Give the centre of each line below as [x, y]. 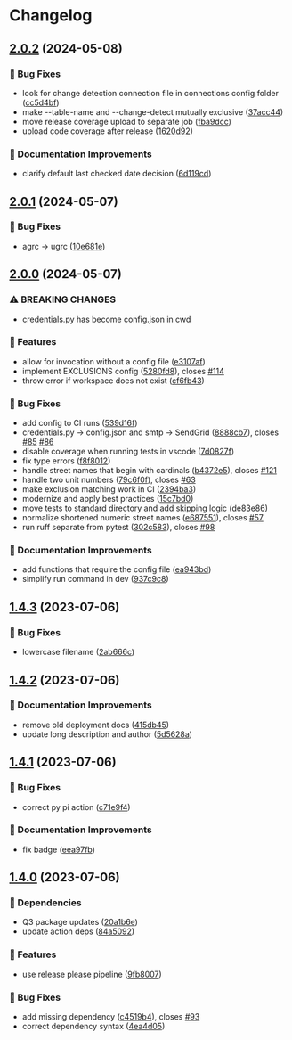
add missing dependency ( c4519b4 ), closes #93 [111, 1017]
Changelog [51, 16]
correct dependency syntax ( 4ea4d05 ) [93, 1027]
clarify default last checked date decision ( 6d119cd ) [117, 174]
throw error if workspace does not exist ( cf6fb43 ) [113, 381]
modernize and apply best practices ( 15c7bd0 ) [108, 499]
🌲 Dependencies [45, 903]
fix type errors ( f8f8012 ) [66, 461]
